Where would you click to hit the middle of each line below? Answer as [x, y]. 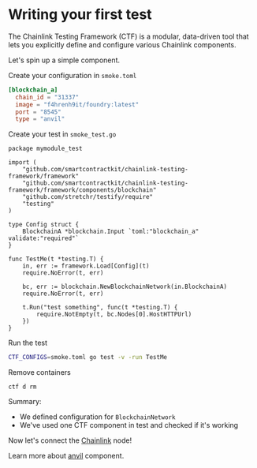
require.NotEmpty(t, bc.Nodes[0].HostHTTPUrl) [114, 314]
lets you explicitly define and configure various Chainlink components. [122, 44]
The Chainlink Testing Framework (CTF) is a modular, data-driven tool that [129, 36]
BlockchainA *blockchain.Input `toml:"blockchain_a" [111, 232]
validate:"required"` [44, 238]
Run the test [28, 343]
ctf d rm [22, 387]
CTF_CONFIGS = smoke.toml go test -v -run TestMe [88, 358]
